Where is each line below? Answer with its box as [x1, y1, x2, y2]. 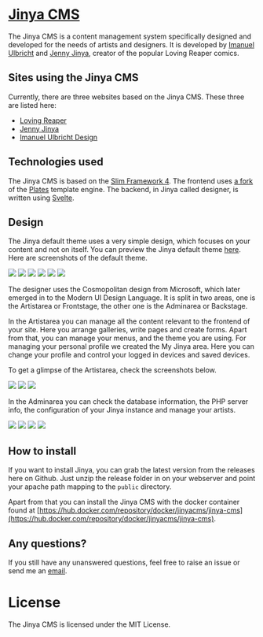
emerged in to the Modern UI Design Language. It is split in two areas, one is [8, 293, 256, 302]
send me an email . [8, 566, 68, 576]
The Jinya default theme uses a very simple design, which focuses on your [8, 236, 251, 246]
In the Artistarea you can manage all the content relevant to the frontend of [8, 317, 250, 326]
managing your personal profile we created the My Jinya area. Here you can [8, 342, 255, 351]
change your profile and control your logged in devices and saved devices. [8, 350, 250, 360]
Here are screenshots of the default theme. [8, 254, 148, 263]
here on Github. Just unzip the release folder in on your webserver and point [8, 474, 256, 483]
